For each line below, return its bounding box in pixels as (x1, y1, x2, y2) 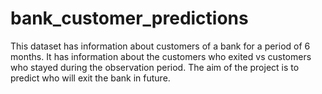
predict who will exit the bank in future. (10, 72, 171, 84)
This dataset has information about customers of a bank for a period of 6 (10, 40, 311, 52)
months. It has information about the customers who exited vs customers (10, 50, 312, 62)
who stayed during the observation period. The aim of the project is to (10, 61, 300, 73)
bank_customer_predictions (10, 7, 249, 30)
